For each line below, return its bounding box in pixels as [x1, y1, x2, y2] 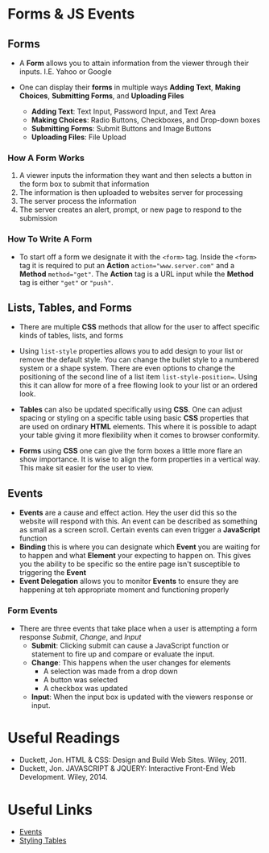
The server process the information [19, 197, 138, 206]
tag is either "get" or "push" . [19, 277, 114, 287]
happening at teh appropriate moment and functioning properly [19, 585, 230, 594]
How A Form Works [7, 152, 85, 164]
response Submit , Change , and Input [19, 631, 142, 641]
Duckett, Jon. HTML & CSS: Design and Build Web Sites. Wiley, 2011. [19, 755, 247, 765]
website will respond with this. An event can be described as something [19, 516, 259, 526]
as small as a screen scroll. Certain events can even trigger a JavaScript [19, 525, 261, 535]
